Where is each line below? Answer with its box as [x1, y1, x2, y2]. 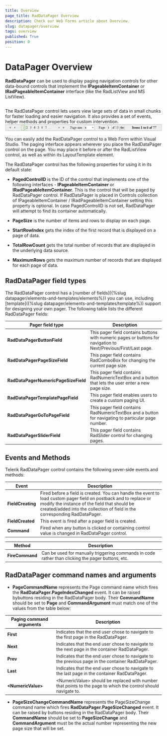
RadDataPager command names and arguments [5, 571, 157, 580]
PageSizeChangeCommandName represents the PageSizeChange [12, 699, 151, 705]
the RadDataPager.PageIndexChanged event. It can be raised [12, 589, 141, 595]
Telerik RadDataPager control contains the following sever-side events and [5, 467, 158, 473]
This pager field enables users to [90, 392, 158, 398]
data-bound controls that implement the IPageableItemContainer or [5, 83, 145, 89]
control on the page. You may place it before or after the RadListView [5, 147, 147, 152]
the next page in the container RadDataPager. [56, 646, 150, 652]
